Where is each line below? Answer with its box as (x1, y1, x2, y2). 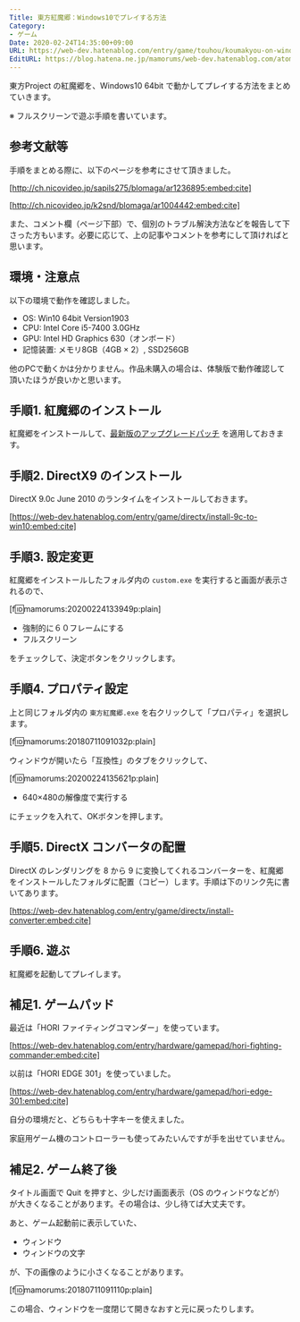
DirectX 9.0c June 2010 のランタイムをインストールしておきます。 (9, 494, 253, 504)
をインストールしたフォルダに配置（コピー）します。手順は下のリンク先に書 (9, 876, 290, 886)
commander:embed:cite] (9, 1050, 100, 1061)
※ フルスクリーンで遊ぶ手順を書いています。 (9, 111, 172, 121)
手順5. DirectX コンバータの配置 (9, 840, 186, 855)
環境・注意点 (9, 269, 80, 284)
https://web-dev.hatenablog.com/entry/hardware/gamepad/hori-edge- (12, 1086, 273, 1097)
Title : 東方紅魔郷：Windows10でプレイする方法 (9, 13, 167, 22)
